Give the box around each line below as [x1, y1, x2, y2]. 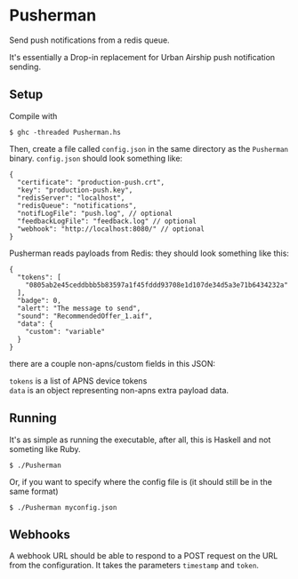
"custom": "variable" [25, 327, 105, 336]
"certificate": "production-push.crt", [17, 178, 165, 186]
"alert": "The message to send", [17, 304, 141, 313]
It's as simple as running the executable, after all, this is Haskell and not [9, 434, 271, 445]
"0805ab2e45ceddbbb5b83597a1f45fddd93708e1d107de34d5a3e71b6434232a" [25, 281, 289, 289]
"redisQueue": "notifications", [17, 201, 138, 210]
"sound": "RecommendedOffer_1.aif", [17, 312, 153, 321]
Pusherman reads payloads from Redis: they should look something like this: [9, 248, 289, 258]
